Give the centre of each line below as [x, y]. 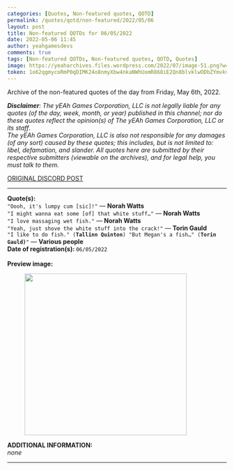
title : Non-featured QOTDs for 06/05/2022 [70, 33]
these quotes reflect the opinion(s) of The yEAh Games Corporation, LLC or [116, 120]
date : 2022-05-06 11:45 [42, 40]
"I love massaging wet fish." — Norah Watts [74, 220]
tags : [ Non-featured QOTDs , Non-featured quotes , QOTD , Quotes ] [102, 59]
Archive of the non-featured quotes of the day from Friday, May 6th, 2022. [114, 92]
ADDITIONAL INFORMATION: [50, 445]
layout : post [26, 26]
